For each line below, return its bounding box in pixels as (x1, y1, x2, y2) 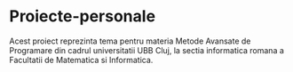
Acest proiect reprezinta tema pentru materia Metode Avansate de (9, 36, 251, 46)
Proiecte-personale (9, 6, 156, 27)
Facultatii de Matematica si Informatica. (9, 54, 154, 65)
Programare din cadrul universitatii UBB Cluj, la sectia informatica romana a (9, 44, 284, 55)
